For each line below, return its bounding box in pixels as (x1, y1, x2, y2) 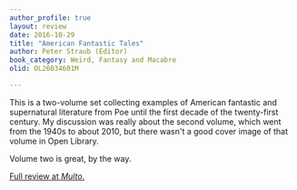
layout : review (9, 22, 67, 31)
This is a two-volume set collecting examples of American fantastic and (9, 96, 277, 107)
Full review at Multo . (9, 170, 85, 182)
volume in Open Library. (9, 135, 100, 146)
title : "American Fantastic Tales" (9, 38, 144, 48)
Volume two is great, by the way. (9, 153, 132, 164)
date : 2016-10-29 (9, 30, 75, 39)
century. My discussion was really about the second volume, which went (9, 115, 282, 127)
